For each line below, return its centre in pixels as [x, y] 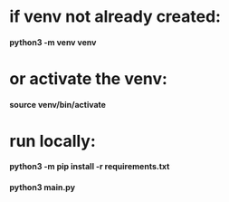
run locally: [53, 141]
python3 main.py [42, 187]
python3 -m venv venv [53, 42]
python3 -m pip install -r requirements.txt [90, 167]
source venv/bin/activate [58, 104]
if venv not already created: [115, 17]
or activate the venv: [88, 78]
